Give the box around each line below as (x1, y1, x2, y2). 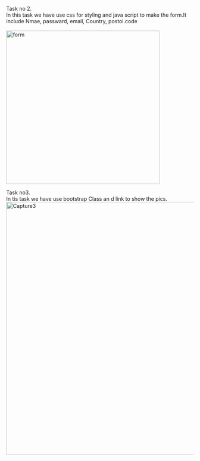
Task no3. (6, 189, 30, 196)
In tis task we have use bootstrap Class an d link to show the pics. (6, 195, 168, 202)
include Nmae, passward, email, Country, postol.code (6, 18, 138, 24)
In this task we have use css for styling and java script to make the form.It (6, 11, 186, 18)
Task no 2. (6, 5, 32, 12)
